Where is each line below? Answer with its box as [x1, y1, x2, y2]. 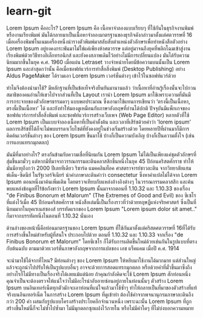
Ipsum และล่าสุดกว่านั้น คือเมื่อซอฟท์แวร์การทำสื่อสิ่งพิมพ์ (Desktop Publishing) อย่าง [6, 65, 185, 72]
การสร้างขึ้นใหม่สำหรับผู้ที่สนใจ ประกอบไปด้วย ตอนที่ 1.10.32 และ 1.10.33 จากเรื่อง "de [6, 231, 184, 238]
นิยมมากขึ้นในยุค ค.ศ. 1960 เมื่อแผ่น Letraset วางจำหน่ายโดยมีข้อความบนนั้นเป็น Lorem [6, 58, 190, 65]
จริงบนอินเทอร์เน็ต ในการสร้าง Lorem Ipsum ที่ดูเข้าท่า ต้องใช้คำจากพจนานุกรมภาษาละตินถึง [6, 291, 194, 298]
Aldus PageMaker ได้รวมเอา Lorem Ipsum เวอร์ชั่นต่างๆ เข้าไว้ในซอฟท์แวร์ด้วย [6, 71, 176, 79]
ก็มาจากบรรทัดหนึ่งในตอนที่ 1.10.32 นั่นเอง [6, 212, 93, 219]
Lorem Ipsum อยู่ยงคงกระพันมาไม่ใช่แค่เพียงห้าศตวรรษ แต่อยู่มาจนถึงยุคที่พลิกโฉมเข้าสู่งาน [6, 44, 191, 52]
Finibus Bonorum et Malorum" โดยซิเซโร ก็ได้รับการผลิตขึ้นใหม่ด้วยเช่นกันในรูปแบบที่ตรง [6, 237, 198, 245]
